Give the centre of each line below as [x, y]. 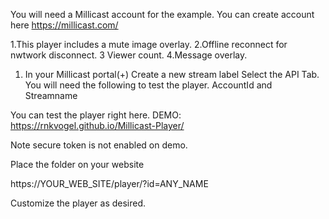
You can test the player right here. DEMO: [96, 115]
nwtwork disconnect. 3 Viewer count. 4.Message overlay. [129, 55]
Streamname [51, 95]
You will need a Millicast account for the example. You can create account [162, 14]
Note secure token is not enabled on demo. [99, 145]
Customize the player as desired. [78, 203]
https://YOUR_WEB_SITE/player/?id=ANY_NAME [109, 183]
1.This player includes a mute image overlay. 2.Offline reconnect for [149, 44]
